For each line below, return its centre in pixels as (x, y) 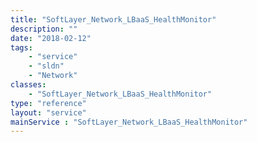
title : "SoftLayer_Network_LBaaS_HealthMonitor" (113, 19)
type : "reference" (48, 103)
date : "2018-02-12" (51, 38)
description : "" (44, 29)
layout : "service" (48, 112)
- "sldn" (46, 66)
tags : (21, 47)
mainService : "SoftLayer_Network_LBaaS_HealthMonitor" (129, 122)
